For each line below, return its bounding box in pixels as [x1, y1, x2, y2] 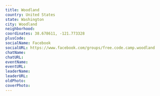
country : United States [5, 12, 56, 17]
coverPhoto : [5, 83, 30, 88]
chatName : [5, 50, 26, 55]
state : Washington [5, 17, 44, 22]
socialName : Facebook [5, 41, 51, 46]
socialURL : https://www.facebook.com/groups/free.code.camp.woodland [5, 45, 155, 50]
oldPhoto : [5, 78, 26, 83]
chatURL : [5, 54, 24, 60]
